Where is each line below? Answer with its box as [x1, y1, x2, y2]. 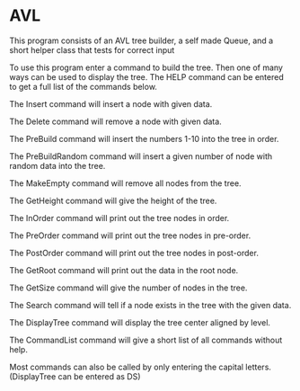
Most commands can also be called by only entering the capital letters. [9, 361, 272, 372]
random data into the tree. [9, 160, 106, 171]
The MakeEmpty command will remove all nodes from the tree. [9, 177, 242, 189]
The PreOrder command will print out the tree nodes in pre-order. [9, 230, 251, 241]
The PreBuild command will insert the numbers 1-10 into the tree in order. [9, 133, 279, 144]
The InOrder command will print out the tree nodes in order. [9, 212, 230, 223]
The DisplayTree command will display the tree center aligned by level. [9, 316, 271, 328]
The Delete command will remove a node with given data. [9, 116, 222, 127]
